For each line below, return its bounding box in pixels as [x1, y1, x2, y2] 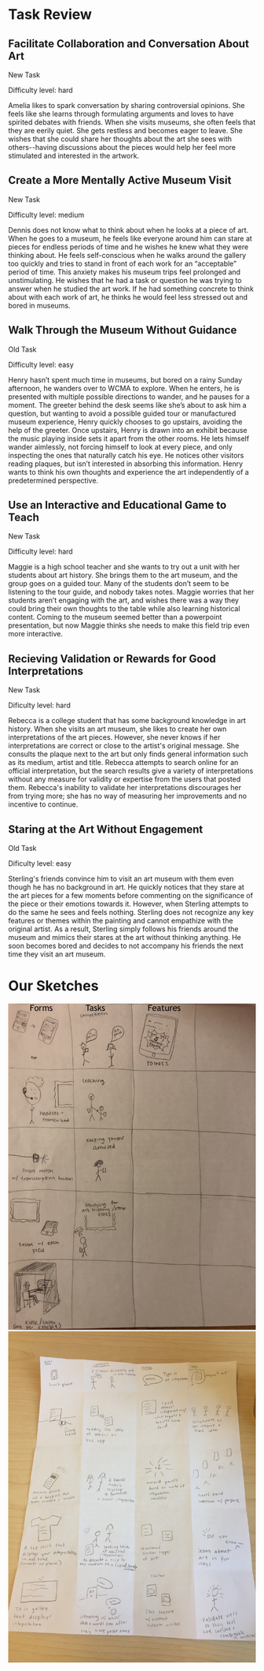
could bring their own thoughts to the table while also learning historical [8, 604, 240, 614]
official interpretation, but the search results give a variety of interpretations [8, 766, 254, 776]
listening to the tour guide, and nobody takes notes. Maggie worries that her [8, 587, 255, 597]
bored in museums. [8, 300, 71, 310]
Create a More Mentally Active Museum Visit [8, 173, 232, 187]
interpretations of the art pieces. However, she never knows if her [8, 733, 221, 742]
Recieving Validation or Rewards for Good [8, 652, 216, 666]
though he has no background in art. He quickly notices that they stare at [8, 882, 245, 892]
